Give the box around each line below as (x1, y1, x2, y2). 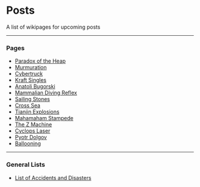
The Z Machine (14, 121, 52, 128)
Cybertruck (14, 70, 43, 78)
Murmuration (14, 64, 47, 71)
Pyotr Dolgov (14, 134, 47, 141)
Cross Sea (14, 102, 40, 109)
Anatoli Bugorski (14, 83, 55, 90)
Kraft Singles (14, 76, 46, 84)
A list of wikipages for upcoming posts (6, 23, 101, 30)
